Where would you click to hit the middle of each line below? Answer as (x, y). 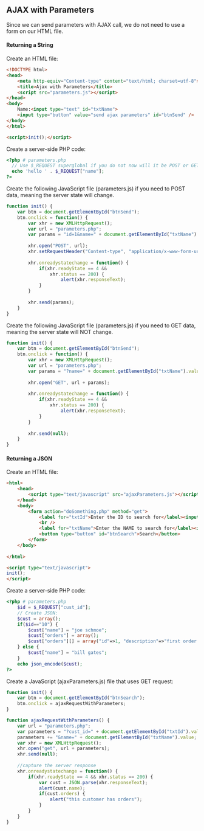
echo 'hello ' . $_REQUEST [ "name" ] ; (58, 172)
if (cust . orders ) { (62, 794)
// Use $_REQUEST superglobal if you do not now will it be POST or (100, 166)
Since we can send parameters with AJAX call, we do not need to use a (96, 24)
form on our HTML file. (35, 31)
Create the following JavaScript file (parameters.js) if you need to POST (96, 189)
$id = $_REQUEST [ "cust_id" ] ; (54, 608)
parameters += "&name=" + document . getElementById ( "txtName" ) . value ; (107, 737)
